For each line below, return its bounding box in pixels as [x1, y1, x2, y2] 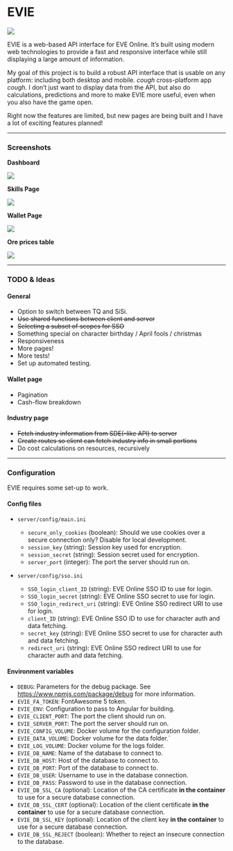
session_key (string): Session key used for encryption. [27, 543, 182, 552]
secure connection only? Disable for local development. [27, 536, 187, 544]
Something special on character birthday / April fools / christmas [17, 329, 202, 338]
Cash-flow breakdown [17, 397, 81, 406]
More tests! [17, 352, 50, 360]
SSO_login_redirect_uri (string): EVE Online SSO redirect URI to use [27, 600, 223, 608]
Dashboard [7, 158, 40, 167]
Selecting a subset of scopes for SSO [17, 322, 125, 331]
